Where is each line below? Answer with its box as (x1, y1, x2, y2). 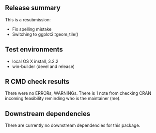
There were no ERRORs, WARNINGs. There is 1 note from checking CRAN (5, 90, 152, 96)
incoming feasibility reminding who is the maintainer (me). (5, 96, 121, 101)
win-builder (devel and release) (12, 63, 75, 69)
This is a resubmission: (5, 17, 51, 22)
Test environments (5, 46, 63, 54)
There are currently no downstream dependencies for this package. (5, 122, 140, 128)
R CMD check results (5, 78, 70, 86)
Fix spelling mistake (12, 26, 52, 32)
